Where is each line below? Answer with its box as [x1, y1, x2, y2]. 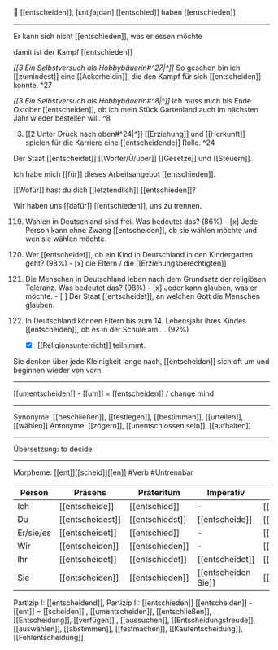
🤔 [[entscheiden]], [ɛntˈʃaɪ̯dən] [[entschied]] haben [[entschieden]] [13, 7, 237, 17]
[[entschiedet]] [128, 554, 188, 565]
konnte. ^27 [13, 81, 52, 90]
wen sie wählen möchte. [24, 234, 107, 244]
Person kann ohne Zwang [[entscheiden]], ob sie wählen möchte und [24, 226, 258, 235]
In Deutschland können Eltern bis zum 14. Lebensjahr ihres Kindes [24, 316, 247, 325]
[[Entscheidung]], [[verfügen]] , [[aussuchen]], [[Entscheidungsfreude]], [13, 615, 255, 626]
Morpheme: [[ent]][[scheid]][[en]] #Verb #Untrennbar [13, 468, 193, 477]
